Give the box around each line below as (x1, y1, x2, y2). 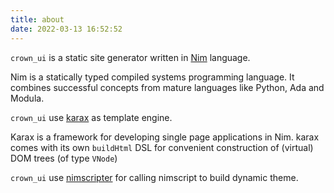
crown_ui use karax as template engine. (10, 111, 173, 123)
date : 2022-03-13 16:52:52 (10, 24, 123, 34)
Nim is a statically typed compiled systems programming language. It (10, 71, 295, 83)
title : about (10, 14, 65, 25)
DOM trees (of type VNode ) (10, 152, 118, 164)
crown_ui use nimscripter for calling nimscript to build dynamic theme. (10, 171, 299, 183)
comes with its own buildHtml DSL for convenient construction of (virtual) (10, 141, 314, 153)
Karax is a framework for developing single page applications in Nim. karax (10, 131, 320, 143)
